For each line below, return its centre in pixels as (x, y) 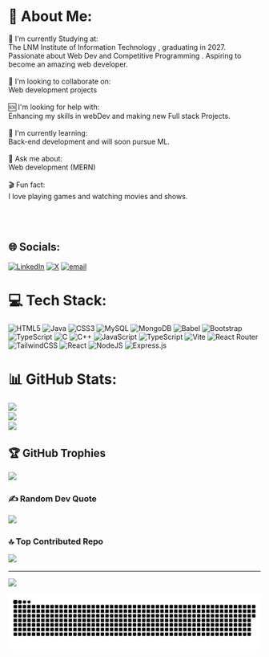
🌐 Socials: (34, 247)
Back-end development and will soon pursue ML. (89, 141)
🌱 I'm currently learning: (48, 133)
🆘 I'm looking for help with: (54, 107)
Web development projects (53, 90)
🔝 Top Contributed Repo (56, 541)
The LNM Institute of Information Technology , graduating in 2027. (117, 47)
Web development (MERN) (52, 167)
